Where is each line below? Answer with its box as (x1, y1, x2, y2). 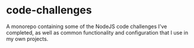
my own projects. (6, 35, 49, 42)
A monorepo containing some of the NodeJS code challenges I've (6, 23, 167, 30)
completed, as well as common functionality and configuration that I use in (6, 29, 189, 36)
